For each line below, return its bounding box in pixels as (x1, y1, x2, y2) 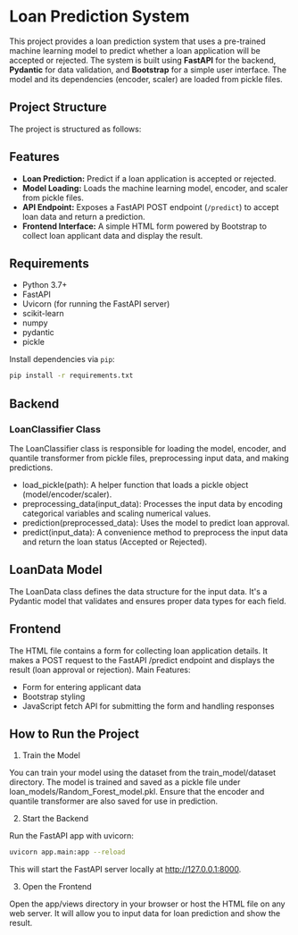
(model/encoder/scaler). (21, 489, 112, 500)
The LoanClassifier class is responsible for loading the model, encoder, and (9, 442, 287, 453)
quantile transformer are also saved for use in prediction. (9, 796, 219, 806)
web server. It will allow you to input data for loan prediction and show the (9, 908, 281, 919)
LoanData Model (9, 562, 103, 577)
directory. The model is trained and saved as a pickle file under (9, 777, 241, 788)
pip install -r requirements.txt (9, 371, 134, 381)
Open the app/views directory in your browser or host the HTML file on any (9, 898, 286, 909)
